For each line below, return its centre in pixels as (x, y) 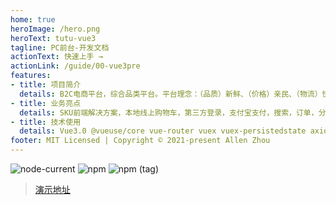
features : (31, 76)
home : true (33, 19)
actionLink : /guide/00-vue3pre (75, 66)
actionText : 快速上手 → (56, 57)
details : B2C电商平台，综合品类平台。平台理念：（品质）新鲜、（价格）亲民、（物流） (171, 94)
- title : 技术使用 (46, 122)
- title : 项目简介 (46, 85)
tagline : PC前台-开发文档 (60, 47)
